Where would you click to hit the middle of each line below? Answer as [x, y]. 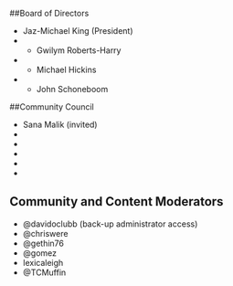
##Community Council [52, 107]
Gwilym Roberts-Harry [79, 50]
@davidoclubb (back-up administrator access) [110, 224]
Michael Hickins [66, 69]
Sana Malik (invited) [60, 124]
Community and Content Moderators [116, 201]
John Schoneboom [72, 89]
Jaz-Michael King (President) [78, 31]
